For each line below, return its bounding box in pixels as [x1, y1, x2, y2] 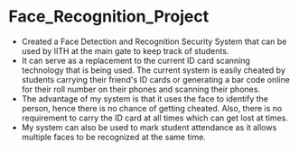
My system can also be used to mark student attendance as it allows [21, 121, 277, 132]
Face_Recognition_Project [8, 6, 210, 27]
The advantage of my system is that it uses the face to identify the [21, 93, 268, 104]
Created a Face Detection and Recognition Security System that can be [21, 36, 287, 47]
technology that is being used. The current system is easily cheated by [21, 65, 286, 75]
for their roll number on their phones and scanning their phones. [21, 84, 261, 94]
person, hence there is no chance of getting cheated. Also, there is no [21, 102, 283, 113]
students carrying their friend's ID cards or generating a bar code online [21, 74, 290, 84]
